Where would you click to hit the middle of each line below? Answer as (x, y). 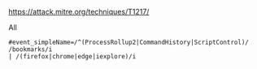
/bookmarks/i (30, 50)
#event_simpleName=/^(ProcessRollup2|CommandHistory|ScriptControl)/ (129, 42)
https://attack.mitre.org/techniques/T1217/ (79, 12)
